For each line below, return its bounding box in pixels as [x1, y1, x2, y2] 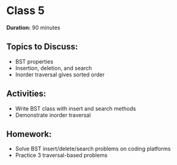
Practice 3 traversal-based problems [15, 152, 108, 159]
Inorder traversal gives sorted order [15, 71, 105, 78]
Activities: [6, 89, 46, 99]
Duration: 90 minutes [6, 24, 60, 31]
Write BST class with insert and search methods [15, 105, 136, 112]
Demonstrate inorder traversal [15, 111, 91, 119]
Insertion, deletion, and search [15, 64, 92, 71]
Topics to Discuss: [6, 42, 78, 52]
